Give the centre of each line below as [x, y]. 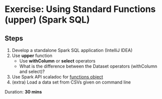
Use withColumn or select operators [57, 61]
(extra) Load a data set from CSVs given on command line [71, 82]
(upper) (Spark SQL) [47, 20]
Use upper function [32, 55]
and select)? [32, 71]
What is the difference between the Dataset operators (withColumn [88, 66]
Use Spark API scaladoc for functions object [57, 77]
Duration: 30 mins [23, 92]
